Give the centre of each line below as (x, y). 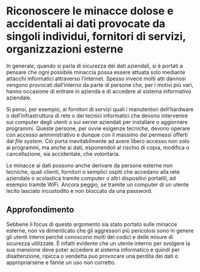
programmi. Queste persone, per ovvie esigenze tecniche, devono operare (98, 128)
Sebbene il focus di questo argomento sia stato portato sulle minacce (92, 224)
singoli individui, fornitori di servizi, (96, 37)
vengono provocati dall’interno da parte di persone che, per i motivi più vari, (100, 84)
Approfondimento (40, 210)
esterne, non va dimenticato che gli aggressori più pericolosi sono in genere (100, 230)
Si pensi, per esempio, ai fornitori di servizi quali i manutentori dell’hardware (100, 109)
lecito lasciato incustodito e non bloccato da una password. (79, 191)
